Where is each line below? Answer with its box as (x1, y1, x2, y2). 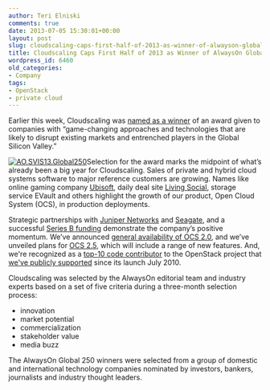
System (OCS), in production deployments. (8, 200, 150, 209)
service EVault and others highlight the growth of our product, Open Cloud (8, 191, 255, 201)
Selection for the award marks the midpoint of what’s (87, 157, 262, 167)
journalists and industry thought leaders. (8, 372, 142, 382)
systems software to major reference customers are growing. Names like (8, 174, 249, 184)
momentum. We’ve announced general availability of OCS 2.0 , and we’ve (8, 232, 250, 242)
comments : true (8, 19, 59, 27)
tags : (8, 79, 27, 87)
